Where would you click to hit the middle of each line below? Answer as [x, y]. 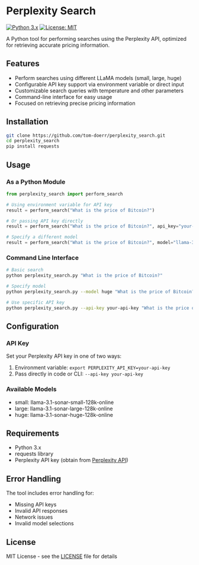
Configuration [33, 326]
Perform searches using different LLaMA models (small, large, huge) [98, 78]
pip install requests [33, 146]
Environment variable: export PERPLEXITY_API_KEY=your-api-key [92, 368]
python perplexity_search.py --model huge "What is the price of [88, 291]
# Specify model [26, 286]
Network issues [34, 517]
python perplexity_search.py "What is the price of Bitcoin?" [84, 276]
